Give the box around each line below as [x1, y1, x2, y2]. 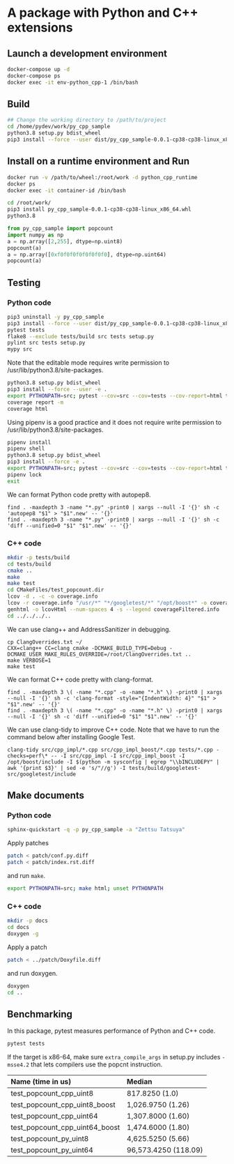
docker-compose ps [7, 72, 61, 80]
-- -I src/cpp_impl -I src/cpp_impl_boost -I [51, 752, 186, 759]
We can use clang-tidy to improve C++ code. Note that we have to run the [7, 725, 219, 734]
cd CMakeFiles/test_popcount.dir [7, 587, 104, 594]
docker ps [7, 180, 36, 188]
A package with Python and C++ [7, 5, 198, 21]
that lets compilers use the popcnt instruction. [31, 1060, 163, 1068]
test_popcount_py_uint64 [10, 1145, 94, 1155]
